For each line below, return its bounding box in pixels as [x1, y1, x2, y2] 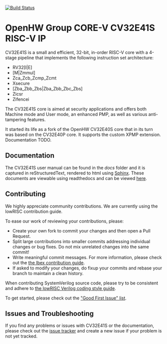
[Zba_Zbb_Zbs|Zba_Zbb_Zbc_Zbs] [12, 85, 83, 91]
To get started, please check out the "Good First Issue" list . [5, 295, 127, 301]
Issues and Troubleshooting [5, 309, 94, 317]
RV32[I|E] [12, 64, 32, 70]
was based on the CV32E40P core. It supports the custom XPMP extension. [5, 131, 161, 137]
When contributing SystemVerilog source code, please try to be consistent [5, 280, 159, 286]
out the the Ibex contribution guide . [12, 259, 85, 265]
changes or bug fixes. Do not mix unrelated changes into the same [12, 243, 150, 249]
